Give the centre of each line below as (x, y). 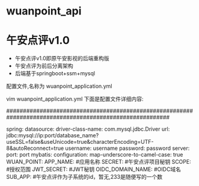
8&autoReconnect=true (35, 148)
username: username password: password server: (127, 148)
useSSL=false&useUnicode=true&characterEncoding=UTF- (80, 142)
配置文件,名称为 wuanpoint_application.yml (59, 86)
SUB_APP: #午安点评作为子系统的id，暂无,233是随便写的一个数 (84, 177)
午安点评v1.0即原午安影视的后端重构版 (62, 58)
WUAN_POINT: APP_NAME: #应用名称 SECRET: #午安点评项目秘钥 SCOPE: (99, 162)
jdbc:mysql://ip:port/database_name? (53, 135)
